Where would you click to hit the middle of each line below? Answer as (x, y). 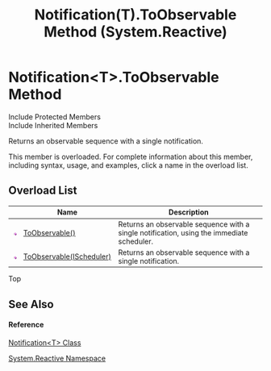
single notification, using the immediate (183, 232)
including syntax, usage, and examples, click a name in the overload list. (128, 165)
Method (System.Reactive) (135, 32)
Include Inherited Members (53, 125)
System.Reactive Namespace (57, 358)
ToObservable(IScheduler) (67, 256)
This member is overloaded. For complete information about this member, (131, 156)
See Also (31, 304)
